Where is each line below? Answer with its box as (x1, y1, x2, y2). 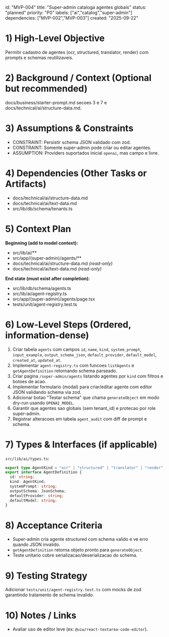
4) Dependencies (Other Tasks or (5, 168, 147, 179)
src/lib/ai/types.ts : (5, 455, 50, 461)
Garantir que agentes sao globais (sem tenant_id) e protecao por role (12, 405, 156, 411)
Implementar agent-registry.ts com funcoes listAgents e (12, 362, 134, 368)
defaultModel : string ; (10, 498, 57, 503)
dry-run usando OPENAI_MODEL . (12, 400, 75, 406)
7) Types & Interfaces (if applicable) (5, 439, 157, 450)
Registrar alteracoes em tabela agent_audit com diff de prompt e (12, 415, 147, 422)
